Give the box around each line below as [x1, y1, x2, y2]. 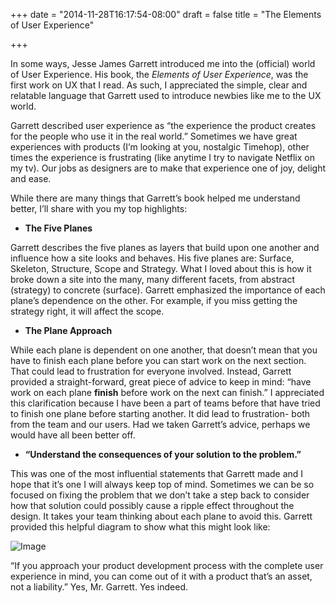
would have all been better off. [10, 429, 136, 441]
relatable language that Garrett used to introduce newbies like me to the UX [10, 90, 322, 101]
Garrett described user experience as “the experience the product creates [10, 120, 317, 131]
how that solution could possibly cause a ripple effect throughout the [10, 500, 295, 511]
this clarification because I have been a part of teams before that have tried [10, 397, 321, 409]
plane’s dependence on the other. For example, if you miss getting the [10, 295, 298, 306]
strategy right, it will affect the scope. [10, 305, 165, 317]
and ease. [10, 173, 52, 184]
